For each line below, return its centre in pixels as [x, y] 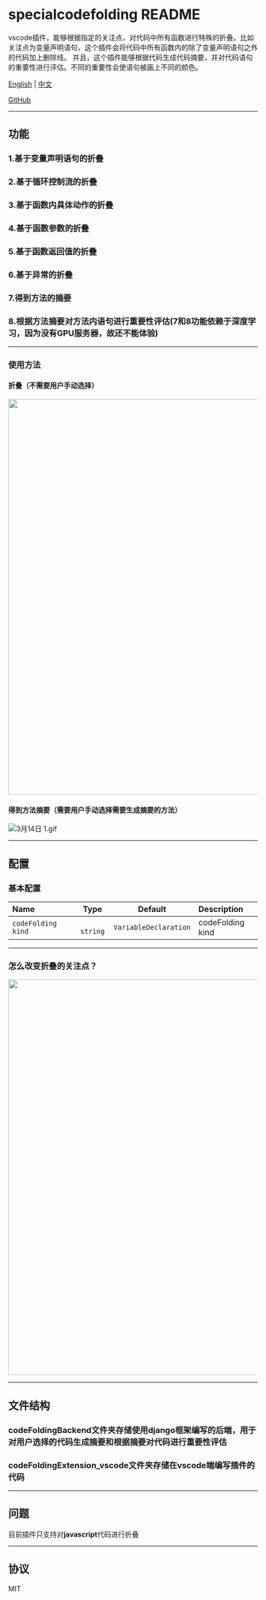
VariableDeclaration [152, 927]
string [93, 931]
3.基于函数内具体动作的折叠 [61, 205]
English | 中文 [30, 84]
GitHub [20, 100]
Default [152, 910]
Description [221, 910]
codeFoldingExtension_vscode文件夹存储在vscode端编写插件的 [131, 1465]
